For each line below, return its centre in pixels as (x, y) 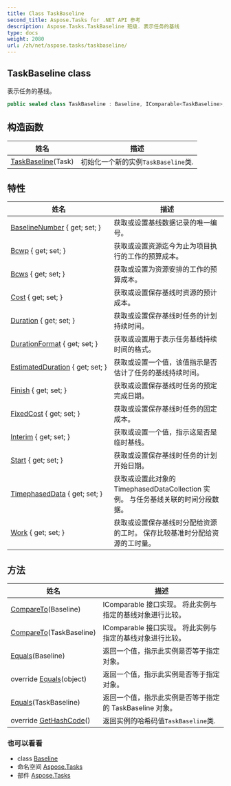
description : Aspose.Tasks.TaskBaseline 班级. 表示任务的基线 (93, 26)
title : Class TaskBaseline (46, 13)
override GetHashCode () (51, 720)
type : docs (23, 33)
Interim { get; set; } (40, 437)
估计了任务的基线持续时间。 (159, 373)
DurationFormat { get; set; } (54, 344)
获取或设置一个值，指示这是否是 (166, 432)
